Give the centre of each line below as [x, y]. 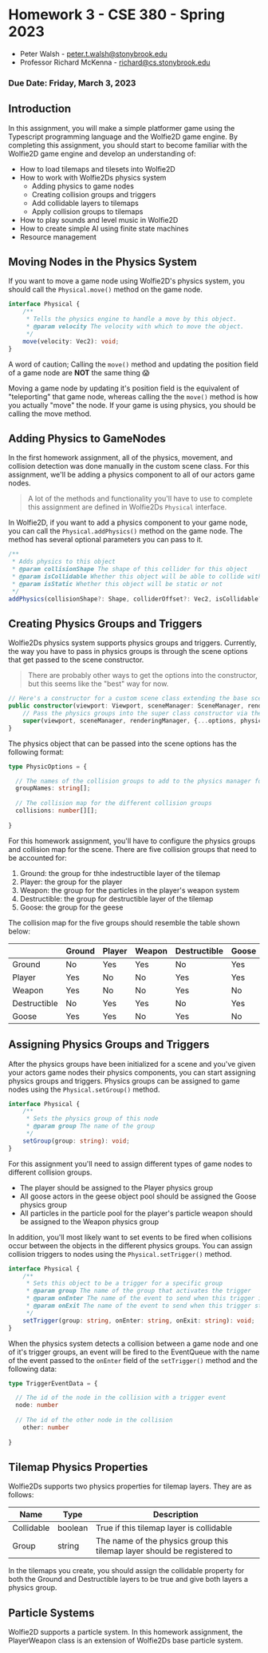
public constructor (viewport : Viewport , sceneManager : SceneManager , [126, 706]
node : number [37, 1405]
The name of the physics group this [162, 1541]
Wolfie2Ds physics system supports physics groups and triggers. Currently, [132, 643]
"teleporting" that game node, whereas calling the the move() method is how [133, 396]
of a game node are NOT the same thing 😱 [79, 372]
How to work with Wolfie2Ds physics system [93, 177]
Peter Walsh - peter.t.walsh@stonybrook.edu [93, 54]
